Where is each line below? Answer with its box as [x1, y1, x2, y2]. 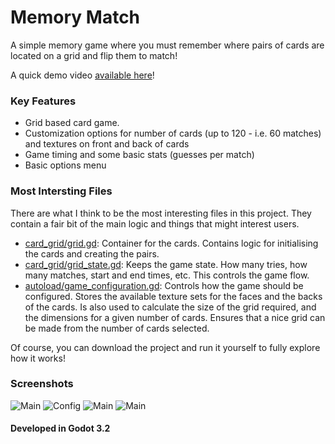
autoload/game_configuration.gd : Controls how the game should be [24, 279, 304, 291]
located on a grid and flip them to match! [10, 49, 178, 61]
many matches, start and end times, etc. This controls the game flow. [24, 269, 310, 281]
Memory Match [10, 6, 141, 29]
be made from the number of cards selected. [24, 322, 210, 334]
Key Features [10, 94, 77, 108]
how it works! [10, 352, 66, 364]
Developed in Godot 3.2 [10, 422, 111, 435]
